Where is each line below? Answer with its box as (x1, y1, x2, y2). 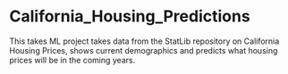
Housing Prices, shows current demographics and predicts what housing (9, 45, 278, 55)
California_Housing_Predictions (9, 6, 250, 27)
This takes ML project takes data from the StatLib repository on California (9, 36, 280, 46)
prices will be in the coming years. (9, 54, 136, 65)
